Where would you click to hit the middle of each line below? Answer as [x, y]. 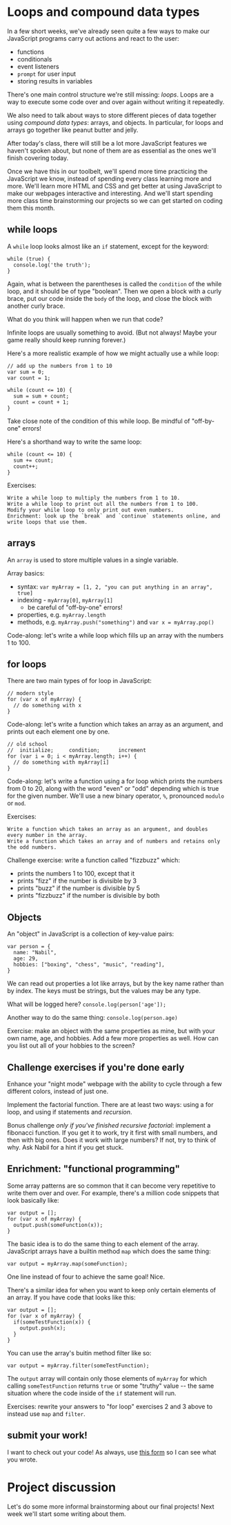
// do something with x [47, 706]
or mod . [17, 803]
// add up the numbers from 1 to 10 [60, 366]
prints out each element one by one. [59, 731]
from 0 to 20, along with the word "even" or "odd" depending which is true [113, 789]
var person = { [29, 947]
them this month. [31, 208]
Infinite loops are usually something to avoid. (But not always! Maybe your [112, 333]
